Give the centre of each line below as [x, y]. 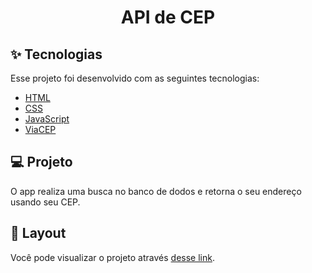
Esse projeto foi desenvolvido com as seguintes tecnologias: [135, 78]
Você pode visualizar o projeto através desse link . [112, 257]
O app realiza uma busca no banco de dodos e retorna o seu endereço [156, 191]
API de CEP [168, 17]
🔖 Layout [38, 233]
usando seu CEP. [45, 202]
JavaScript [47, 119]
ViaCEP [40, 129]
